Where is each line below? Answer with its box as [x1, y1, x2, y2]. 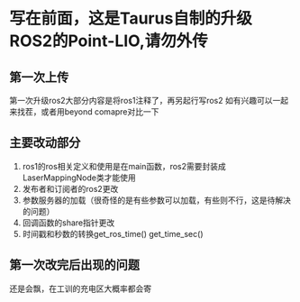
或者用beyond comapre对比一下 [40, 106, 159, 117]
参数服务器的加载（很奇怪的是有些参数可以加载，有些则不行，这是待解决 [22, 195, 291, 206]
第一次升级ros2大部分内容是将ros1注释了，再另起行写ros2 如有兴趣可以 [9, 96, 273, 105]
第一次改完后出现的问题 [9, 258, 140, 273]
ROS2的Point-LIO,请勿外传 [9, 31, 209, 51]
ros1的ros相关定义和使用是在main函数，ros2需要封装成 [22, 160, 227, 171]
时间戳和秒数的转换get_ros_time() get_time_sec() [22, 228, 204, 239]
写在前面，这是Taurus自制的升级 [9, 8, 252, 29]
